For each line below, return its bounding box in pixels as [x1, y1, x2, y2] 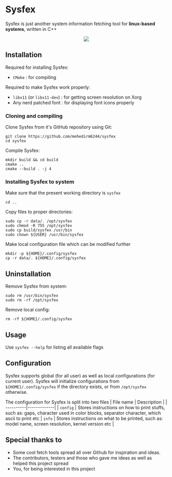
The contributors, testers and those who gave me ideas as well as [12, 454, 152, 461]
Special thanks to [5, 435, 62, 445]
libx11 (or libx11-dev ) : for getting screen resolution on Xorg [12, 94, 142, 100]
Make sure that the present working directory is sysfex [5, 190, 121, 196]
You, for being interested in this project [12, 466, 95, 472]
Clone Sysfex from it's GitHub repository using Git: [5, 124, 112, 130]
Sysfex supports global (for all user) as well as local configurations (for [5, 372, 155, 378]
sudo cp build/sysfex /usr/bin [5, 227, 72, 233]
